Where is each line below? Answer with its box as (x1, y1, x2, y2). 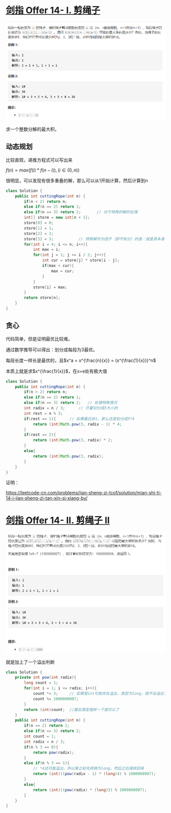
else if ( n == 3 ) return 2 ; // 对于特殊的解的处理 (24, 210, 138, 215)
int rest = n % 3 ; (24, 411, 63, 416)
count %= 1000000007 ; (32, 696, 79, 701)
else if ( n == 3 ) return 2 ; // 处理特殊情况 (24, 400, 117, 405)
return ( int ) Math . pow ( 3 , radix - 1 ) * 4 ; (32, 422, 122, 427)
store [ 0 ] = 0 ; (24, 220, 54, 226)
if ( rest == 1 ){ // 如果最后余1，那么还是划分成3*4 (24, 416, 135, 421)
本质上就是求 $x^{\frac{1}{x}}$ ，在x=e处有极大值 (6, 368, 108, 374)
